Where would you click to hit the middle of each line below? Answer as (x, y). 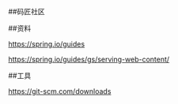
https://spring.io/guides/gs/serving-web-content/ (89, 59)
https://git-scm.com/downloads (60, 91)
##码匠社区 (27, 11)
